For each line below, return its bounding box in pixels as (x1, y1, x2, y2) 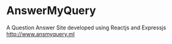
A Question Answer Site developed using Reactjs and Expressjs (6, 24, 166, 31)
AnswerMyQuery (6, 4, 96, 18)
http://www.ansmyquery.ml (6, 30, 75, 37)
